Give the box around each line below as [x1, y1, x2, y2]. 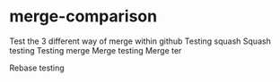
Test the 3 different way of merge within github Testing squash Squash [9, 36, 271, 46]
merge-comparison [9, 6, 158, 27]
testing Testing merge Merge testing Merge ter [9, 45, 182, 55]
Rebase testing [9, 62, 65, 73]
